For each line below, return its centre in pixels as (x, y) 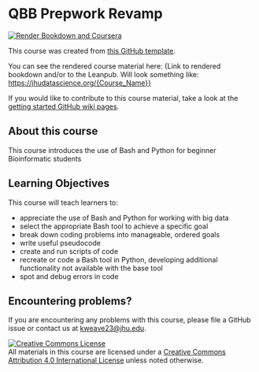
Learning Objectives (59, 183)
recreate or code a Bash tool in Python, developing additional (118, 259)
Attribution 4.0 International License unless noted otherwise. (106, 360)
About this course (53, 131)
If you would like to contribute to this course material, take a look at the (123, 98)
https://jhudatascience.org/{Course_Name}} (80, 83)
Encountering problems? (70, 301)
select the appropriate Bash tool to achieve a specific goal (114, 226)
